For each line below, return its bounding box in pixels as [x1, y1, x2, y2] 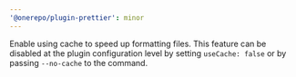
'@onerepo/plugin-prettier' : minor [9, 13, 145, 23]
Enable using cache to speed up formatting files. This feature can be [9, 38, 267, 49]
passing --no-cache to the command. [9, 57, 148, 68]
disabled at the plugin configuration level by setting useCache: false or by [9, 47, 287, 59]
